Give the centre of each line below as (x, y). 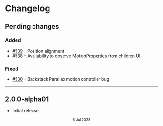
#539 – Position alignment (38, 51)
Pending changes (32, 27)
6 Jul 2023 (81, 120)
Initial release (25, 110)
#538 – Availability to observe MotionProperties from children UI (76, 56)
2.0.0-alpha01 (27, 99)
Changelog (28, 9)
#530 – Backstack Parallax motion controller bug (61, 79)
